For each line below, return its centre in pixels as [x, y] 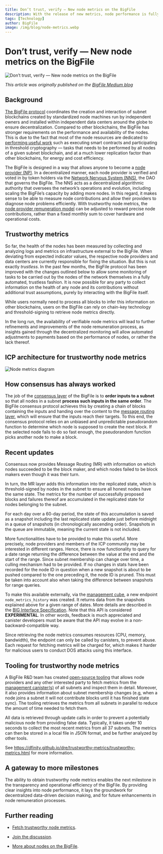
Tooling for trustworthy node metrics [62, 665]
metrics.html [17, 753]
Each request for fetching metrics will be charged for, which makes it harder [81, 645]
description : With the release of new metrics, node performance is [76, 14]
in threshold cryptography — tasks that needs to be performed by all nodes [80, 148]
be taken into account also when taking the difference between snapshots [79, 580]
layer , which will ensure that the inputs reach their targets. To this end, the [79, 417]
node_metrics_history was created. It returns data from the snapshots [75, 600]
